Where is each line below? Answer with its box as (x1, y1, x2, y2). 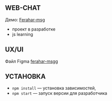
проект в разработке (12, 26, 56, 32)
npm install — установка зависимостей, (12, 85, 96, 91)
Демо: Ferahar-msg (5, 17, 45, 22)
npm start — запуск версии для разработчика (12, 90, 108, 96)
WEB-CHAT (5, 4, 41, 12)
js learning (12, 31, 33, 37)
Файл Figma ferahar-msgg (5, 58, 58, 64)
